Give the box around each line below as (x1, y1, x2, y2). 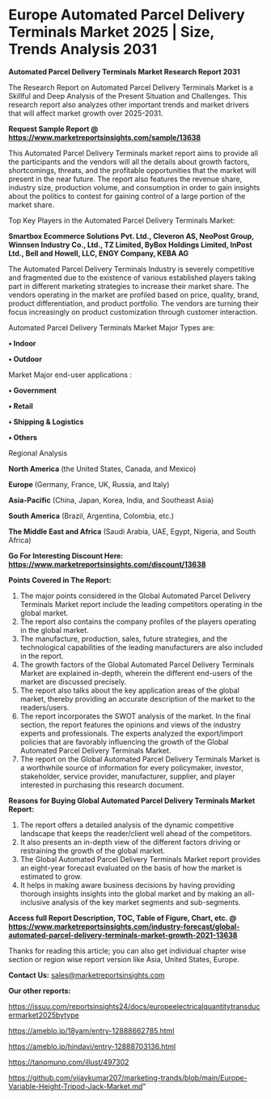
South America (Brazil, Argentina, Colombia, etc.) (8, 511, 175, 520)
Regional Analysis (8, 448, 68, 458)
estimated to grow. (19, 872, 83, 881)
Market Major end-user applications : (8, 370, 132, 380)
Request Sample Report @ (8, 124, 99, 134)
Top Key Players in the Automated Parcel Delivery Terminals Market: (8, 215, 235, 225)
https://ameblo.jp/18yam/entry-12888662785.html (8, 1025, 175, 1035)
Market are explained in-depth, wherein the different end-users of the (19, 668, 253, 677)
